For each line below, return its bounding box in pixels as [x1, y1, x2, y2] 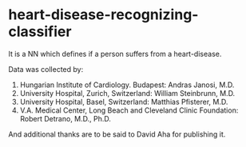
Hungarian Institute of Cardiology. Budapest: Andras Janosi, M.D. [19, 80, 235, 89]
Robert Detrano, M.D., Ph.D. [19, 113, 112, 123]
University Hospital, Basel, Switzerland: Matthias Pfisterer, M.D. [19, 97, 228, 106]
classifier [8, 22, 72, 41]
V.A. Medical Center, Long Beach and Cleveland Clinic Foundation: [19, 105, 239, 115]
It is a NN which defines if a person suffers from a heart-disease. [8, 49, 222, 58]
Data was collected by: [8, 64, 84, 73]
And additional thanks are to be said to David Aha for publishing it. [8, 129, 226, 139]
